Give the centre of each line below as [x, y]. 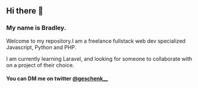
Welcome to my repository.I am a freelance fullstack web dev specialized [96, 41]
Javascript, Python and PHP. [41, 47]
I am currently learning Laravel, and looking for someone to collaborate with [99, 59]
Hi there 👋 [25, 11]
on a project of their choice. [40, 65]
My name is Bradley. [36, 28]
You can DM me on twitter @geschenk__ [57, 78]
